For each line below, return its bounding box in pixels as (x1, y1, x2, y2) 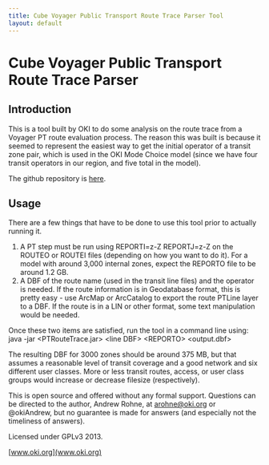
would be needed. (19, 310, 80, 320)
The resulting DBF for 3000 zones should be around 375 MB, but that (8, 350, 237, 359)
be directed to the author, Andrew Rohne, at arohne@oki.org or (8, 399, 216, 409)
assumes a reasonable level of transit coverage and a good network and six (8, 358, 258, 368)
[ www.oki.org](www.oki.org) (8, 447, 102, 457)
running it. (8, 226, 42, 237)
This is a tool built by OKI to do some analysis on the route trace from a (8, 123, 243, 133)
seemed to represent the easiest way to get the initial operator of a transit (8, 141, 251, 151)
